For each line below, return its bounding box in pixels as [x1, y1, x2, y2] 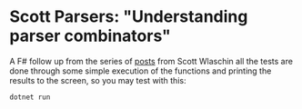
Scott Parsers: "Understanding [9, 6, 248, 27]
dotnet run [9, 93, 51, 102]
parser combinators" [9, 25, 171, 46]
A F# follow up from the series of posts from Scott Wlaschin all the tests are [9, 55, 294, 66]
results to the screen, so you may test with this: [9, 74, 186, 85]
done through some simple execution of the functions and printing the [9, 65, 272, 76]
